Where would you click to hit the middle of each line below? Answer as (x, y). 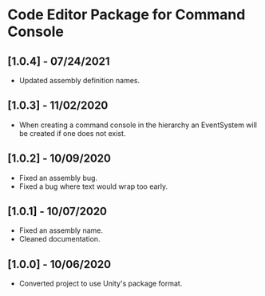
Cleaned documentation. (59, 239)
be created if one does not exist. (72, 133)
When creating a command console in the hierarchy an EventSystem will (138, 125)
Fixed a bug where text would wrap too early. (93, 186)
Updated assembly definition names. (79, 80)
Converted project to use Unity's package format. (101, 284)
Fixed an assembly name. (61, 230)
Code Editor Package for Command (127, 15)
